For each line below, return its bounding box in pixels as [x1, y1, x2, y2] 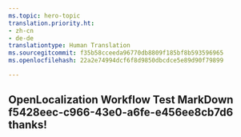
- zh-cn [8, 26, 34, 34]
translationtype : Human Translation [8, 42, 131, 50]
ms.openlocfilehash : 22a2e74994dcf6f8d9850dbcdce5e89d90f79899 [8, 57, 224, 65]
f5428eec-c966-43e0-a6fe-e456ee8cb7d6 [8, 106, 234, 119]
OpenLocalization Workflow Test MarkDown [8, 93, 234, 107]
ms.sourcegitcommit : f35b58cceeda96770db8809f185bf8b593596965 [8, 49, 224, 57]
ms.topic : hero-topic [8, 11, 81, 20]
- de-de [8, 34, 34, 42]
